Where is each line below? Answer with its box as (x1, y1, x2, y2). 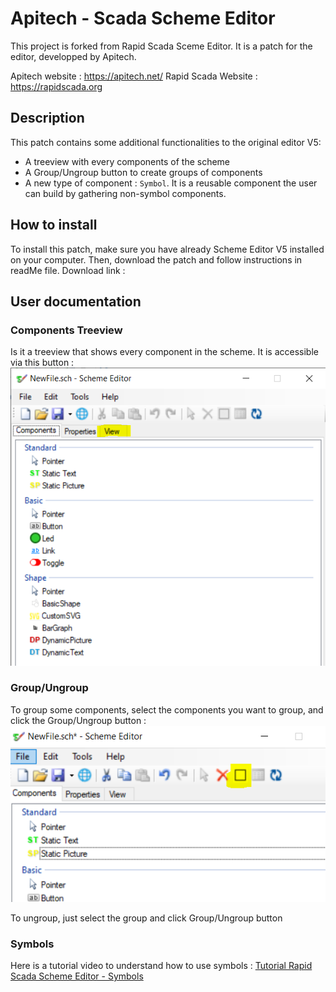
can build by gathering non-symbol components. (24, 187, 227, 199)
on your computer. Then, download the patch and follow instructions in (10, 253, 303, 266)
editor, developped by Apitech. (10, 50, 137, 62)
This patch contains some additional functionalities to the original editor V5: (10, 136, 322, 148)
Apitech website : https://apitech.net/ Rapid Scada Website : (10, 70, 258, 82)
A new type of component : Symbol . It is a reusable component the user (24, 177, 318, 189)
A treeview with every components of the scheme (24, 155, 231, 167)
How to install (10, 217, 98, 234)
